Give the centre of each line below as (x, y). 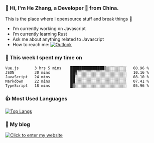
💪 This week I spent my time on (44, 58)
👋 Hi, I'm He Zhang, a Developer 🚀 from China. (62, 8)
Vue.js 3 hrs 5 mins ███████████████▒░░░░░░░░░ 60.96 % (77, 68)
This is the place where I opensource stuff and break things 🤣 (69, 19)
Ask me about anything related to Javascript (58, 39)
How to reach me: (31, 45)
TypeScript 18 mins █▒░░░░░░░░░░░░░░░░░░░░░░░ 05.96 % (77, 86)
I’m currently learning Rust (40, 34)
